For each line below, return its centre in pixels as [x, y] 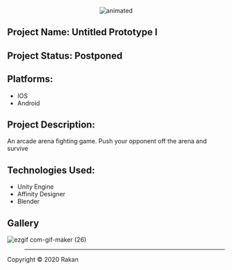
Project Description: [51, 124]
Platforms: [30, 79]
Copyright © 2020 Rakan [43, 260]
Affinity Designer [41, 194]
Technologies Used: [51, 170]
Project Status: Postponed [65, 55]
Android [28, 103]
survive [18, 149]
